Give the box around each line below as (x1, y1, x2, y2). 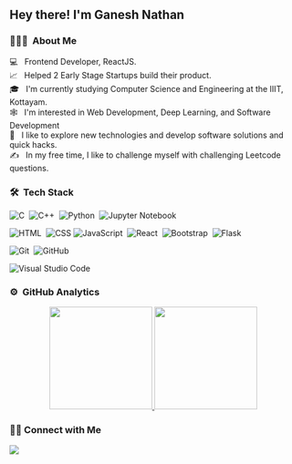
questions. (9, 162, 49, 173)
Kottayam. (9, 96, 48, 108)
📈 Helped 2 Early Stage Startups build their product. (9, 69, 212, 80)
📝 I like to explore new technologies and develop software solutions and (9, 129, 285, 140)
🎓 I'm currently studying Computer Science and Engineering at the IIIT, (9, 83, 284, 94)
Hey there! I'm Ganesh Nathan (9, 7, 185, 23)
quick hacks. (9, 139, 57, 150)
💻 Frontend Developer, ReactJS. (9, 56, 137, 67)
